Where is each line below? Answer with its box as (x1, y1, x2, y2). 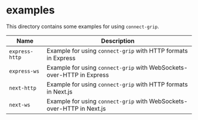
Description (101, 36, 135, 44)
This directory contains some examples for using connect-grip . (6, 23, 159, 30)
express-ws (9, 68, 39, 74)
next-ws (9, 101, 31, 108)
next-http (9, 84, 37, 91)
